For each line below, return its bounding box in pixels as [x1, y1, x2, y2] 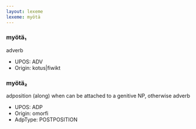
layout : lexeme [6, 8, 43, 15]
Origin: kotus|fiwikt [14, 64, 60, 71]
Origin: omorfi [14, 110, 49, 117]
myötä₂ [6, 79, 28, 87]
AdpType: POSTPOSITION [14, 116, 78, 123]
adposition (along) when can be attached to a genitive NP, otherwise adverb [6, 92, 191, 100]
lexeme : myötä [6, 14, 41, 20]
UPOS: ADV [14, 58, 43, 65]
